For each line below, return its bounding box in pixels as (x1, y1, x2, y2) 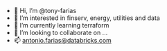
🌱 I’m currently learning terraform (13, 21, 109, 29)
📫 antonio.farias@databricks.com (13, 37, 112, 44)
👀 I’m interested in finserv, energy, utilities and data (13, 14, 161, 22)
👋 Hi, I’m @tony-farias (13, 7, 77, 14)
